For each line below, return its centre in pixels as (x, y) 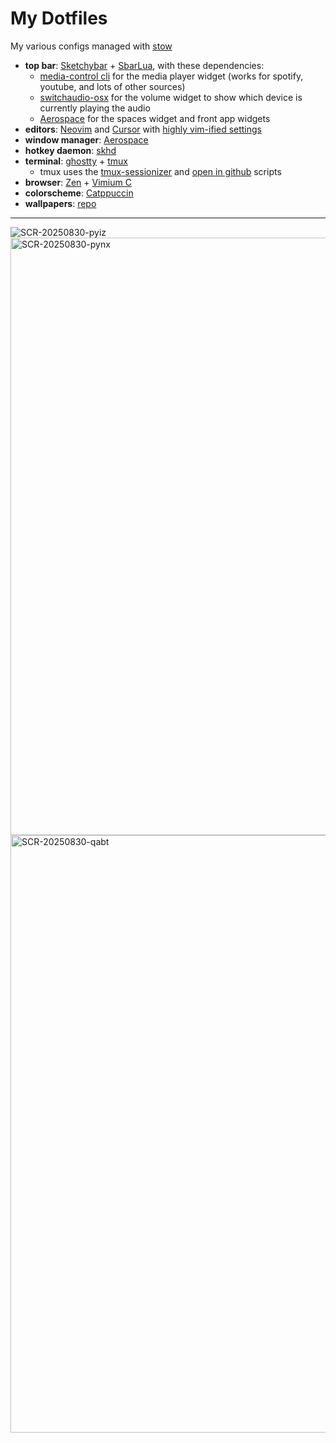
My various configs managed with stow (91, 46)
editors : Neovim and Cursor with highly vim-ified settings (143, 129)
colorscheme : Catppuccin (79, 193)
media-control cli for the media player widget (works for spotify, (171, 76)
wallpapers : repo (60, 203)
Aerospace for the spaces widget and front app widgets (155, 118)
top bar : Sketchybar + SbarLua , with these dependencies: (144, 65)
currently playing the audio (95, 108)
